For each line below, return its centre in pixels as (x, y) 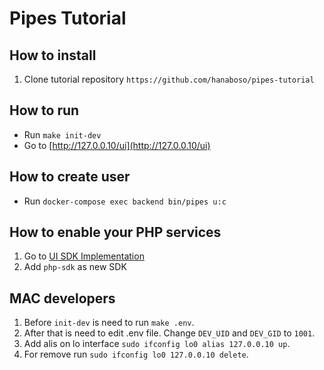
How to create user (70, 177)
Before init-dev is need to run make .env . (109, 323)
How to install (53, 55)
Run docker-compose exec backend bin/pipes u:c (125, 201)
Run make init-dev (62, 134)
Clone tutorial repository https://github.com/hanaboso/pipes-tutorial (169, 79)
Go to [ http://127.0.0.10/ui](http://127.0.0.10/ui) (117, 145)
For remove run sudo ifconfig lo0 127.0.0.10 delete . (136, 354)
